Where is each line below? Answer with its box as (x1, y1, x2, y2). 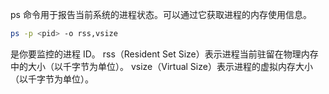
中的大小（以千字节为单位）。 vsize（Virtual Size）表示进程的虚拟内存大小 (10, 60, 313, 72)
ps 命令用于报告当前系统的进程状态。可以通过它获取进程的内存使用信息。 (10, 9, 312, 20)
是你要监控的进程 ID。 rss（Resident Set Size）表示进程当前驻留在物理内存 (10, 48, 319, 60)
